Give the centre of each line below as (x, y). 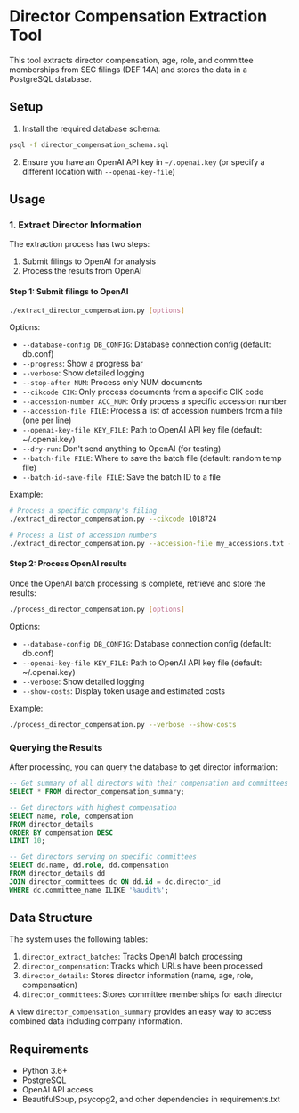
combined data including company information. (96, 1021)
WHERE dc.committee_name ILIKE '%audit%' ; (89, 890)
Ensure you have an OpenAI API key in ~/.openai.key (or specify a (143, 161)
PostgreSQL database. (50, 78)
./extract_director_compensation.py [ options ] (97, 310)
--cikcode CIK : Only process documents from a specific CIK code (143, 392)
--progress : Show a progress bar (83, 364)
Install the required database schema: (91, 128)
